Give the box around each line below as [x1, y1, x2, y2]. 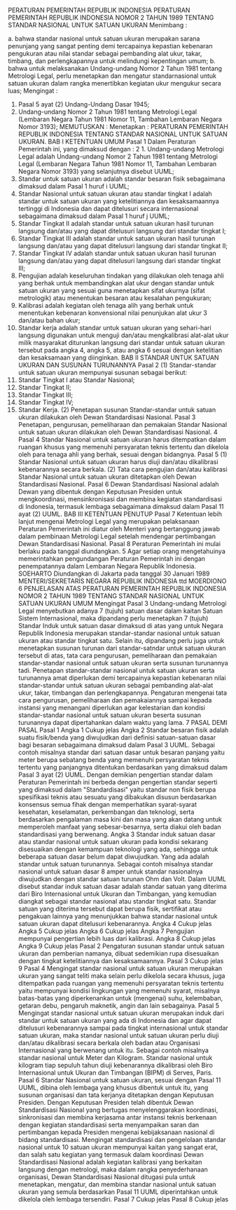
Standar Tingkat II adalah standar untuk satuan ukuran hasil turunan [18, 219, 214, 227]
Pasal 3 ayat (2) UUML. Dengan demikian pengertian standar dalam [18, 770, 213, 779]
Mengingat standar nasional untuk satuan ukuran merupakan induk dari [18, 1009, 225, 1017]
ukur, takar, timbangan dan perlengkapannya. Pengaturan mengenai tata [18, 688, 227, 697]
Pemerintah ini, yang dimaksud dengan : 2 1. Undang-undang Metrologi [18, 145, 225, 153]
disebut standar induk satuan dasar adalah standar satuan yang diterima [18, 883, 227, 890]
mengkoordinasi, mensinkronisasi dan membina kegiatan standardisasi [18, 495, 223, 503]
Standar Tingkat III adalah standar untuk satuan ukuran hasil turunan [18, 234, 216, 243]
